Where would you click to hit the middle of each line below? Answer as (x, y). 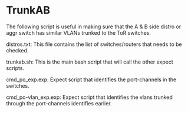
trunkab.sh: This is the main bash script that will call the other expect (90, 62)
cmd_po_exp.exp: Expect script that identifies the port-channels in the (91, 79)
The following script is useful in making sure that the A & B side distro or (94, 26)
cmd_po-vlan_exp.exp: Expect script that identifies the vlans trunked (89, 97)
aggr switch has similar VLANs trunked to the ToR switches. (79, 32)
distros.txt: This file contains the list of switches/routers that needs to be (94, 44)
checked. (17, 50)
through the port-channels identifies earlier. (59, 103)
